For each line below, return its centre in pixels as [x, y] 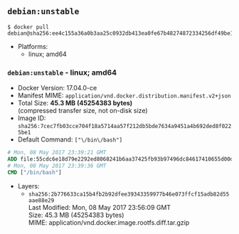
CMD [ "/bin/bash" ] [34, 172]
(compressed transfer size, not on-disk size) [83, 111]
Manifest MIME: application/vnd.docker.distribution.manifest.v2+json [124, 95]
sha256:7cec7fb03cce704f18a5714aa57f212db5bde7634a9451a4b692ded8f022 [124, 127]
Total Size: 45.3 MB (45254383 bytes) [75, 103]
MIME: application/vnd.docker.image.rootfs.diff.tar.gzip [109, 222]
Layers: [28, 186]
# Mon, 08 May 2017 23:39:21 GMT [57, 153]
